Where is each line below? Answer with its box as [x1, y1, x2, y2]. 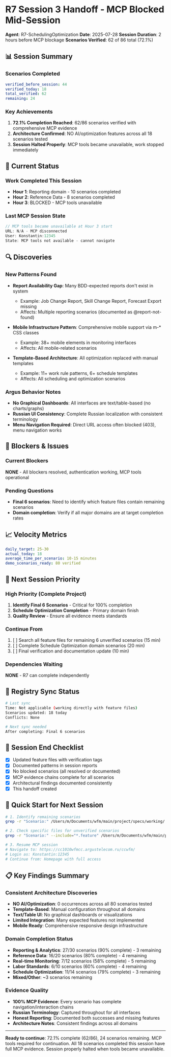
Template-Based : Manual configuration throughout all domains [12, 906, 146, 912]
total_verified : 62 [5, 91, 47, 97]
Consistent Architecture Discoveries [5, 889, 98, 896]
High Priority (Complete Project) [5, 590, 87, 597]
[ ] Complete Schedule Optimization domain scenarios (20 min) [12, 643, 145, 649]
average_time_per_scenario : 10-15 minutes [5, 556, 97, 561]
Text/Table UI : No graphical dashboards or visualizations [12, 912, 132, 918]
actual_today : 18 [5, 551, 42, 556]
